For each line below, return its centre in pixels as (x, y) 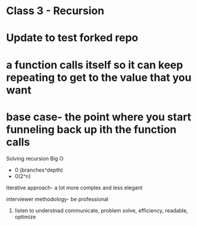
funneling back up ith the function (91, 130)
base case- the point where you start (99, 117)
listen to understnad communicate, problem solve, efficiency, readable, (101, 210)
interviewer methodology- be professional (57, 199)
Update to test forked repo (72, 38)
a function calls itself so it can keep (95, 65)
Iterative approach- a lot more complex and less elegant (75, 188)
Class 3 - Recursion (55, 11)
